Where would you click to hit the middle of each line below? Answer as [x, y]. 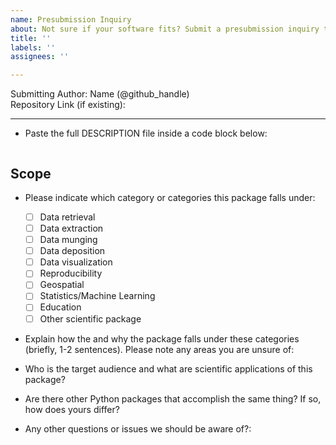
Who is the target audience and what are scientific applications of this [168, 368]
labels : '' [33, 47]
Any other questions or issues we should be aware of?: [138, 428]
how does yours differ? [72, 409]
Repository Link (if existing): [68, 105]
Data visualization [76, 262]
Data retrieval [67, 217]
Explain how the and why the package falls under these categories [162, 338]
